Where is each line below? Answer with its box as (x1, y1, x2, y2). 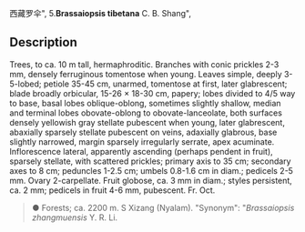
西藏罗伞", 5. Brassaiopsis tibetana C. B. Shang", (9, 8, 191, 18)
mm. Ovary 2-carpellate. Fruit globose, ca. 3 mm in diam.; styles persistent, (9, 175, 293, 186)
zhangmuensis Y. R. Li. (31, 212, 118, 223)
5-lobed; (9, 78, 43, 89)
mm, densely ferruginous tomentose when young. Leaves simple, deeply (9, 68, 282, 79)
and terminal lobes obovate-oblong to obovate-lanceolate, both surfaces (9, 107, 282, 118)
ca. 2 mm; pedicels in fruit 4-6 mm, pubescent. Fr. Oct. (9, 185, 216, 196)
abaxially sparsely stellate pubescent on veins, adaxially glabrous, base (9, 126, 278, 137)
